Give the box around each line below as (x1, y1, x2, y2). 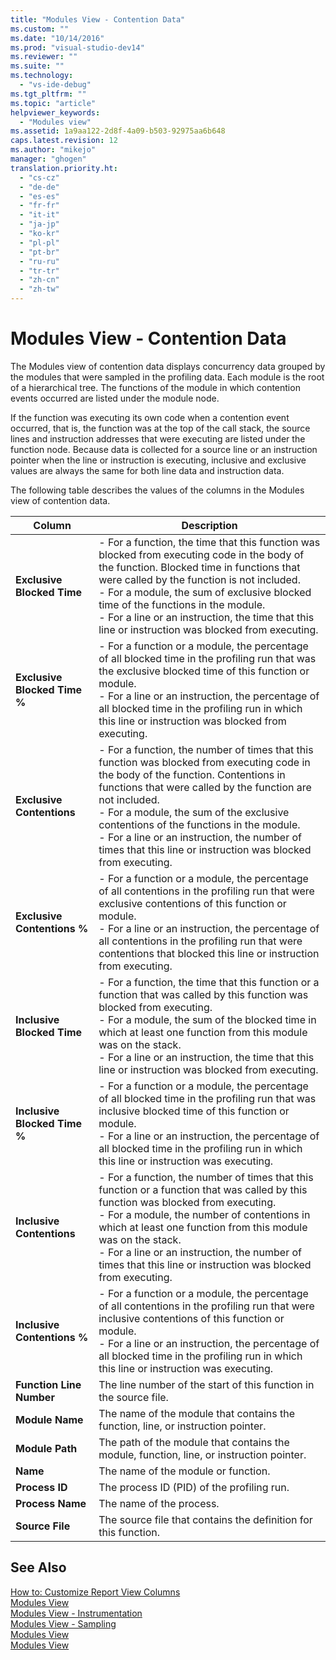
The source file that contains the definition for (98, 1512, 313, 1526)
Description (181, 518, 238, 532)
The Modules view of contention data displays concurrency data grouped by (10, 360, 326, 372)
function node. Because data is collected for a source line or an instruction (10, 443, 318, 455)
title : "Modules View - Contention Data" (10, 14, 186, 25)
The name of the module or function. (98, 1464, 271, 1478)
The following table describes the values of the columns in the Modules (10, 484, 305, 496)
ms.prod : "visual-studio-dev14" (10, 42, 145, 53)
